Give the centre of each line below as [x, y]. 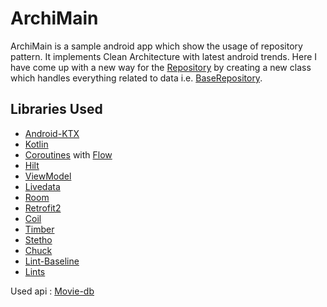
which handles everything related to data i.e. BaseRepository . [136, 78]
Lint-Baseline [52, 261]
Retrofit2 [43, 208]
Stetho [38, 239]
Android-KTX [52, 133]
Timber [39, 229]
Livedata [42, 186]
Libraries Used [56, 109]
